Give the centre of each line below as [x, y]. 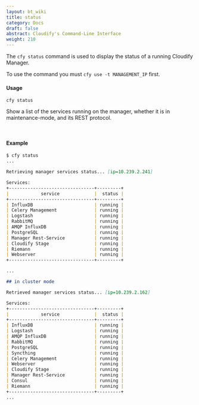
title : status [24, 17]
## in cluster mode [30, 282]
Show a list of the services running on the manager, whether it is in [88, 111]
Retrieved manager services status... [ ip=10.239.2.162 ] [78, 292]
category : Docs [25, 23]
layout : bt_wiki [26, 12]
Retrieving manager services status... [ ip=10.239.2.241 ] [80, 172]
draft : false [22, 28]
